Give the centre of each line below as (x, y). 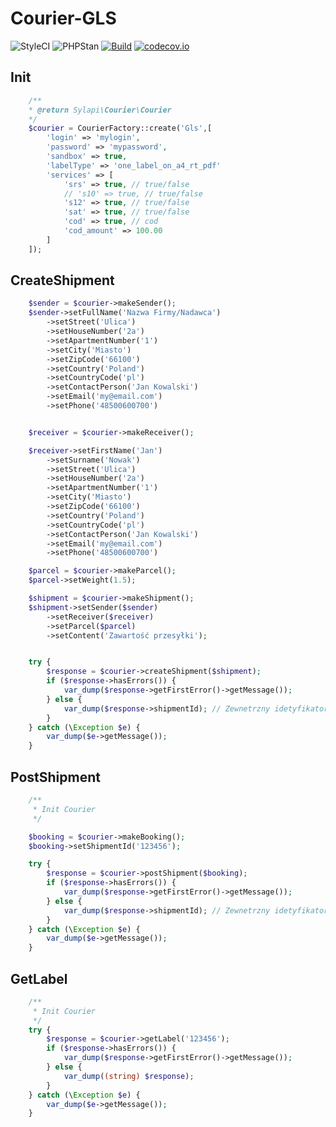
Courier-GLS (63, 18)
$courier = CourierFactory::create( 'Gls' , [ (120, 128)
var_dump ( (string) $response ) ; (129, 1076)
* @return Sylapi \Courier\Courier (100, 110)
